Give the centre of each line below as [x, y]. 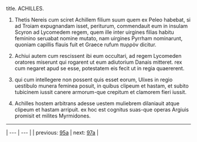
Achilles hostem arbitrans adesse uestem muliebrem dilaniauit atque [97, 103]
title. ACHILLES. [25, 8]
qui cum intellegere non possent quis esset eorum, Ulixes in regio [94, 79]
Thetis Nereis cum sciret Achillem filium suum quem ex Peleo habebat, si [102, 20]
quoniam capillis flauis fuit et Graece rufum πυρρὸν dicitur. [85, 44]
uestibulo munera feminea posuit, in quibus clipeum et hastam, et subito [101, 86]
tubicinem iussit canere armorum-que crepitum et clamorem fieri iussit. [100, 92]
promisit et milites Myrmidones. [52, 116]
